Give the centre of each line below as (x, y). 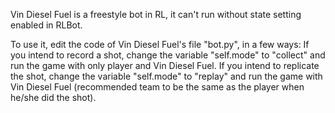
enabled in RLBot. (46, 25)
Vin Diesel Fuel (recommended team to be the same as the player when (157, 87)
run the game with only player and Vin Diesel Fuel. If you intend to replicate (165, 65)
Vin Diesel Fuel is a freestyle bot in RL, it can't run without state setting (156, 14)
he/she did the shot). (53, 97)
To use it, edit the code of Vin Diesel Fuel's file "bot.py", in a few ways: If (160, 44)
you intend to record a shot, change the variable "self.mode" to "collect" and (168, 55)
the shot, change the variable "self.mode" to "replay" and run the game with (166, 76)
